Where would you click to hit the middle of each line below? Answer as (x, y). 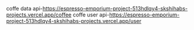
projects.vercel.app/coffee (39, 15)
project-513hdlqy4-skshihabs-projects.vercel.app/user (74, 21)
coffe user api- (91, 15)
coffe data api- (25, 9)
